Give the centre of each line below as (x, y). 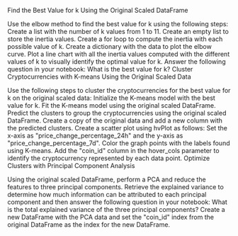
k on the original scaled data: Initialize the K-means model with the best (112, 98)
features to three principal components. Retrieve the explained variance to (116, 187)
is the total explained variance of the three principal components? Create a (116, 209)
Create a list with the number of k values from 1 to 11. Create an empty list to (118, 32)
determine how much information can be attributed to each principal (107, 195)
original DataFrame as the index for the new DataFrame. (89, 225)
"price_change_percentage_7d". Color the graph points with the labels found (119, 143)
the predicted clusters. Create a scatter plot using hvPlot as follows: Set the (118, 128)
